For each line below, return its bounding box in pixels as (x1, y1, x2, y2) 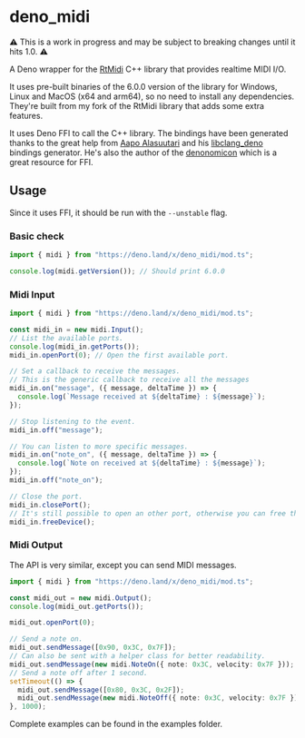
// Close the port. (9, 492, 84, 501)
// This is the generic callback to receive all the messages (9, 375, 250, 385)
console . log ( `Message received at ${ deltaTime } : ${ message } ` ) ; (17, 392, 266, 401)
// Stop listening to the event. (9, 417, 136, 426)
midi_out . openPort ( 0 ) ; (9, 618, 95, 627)
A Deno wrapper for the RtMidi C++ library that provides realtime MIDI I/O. (9, 64, 287, 74)
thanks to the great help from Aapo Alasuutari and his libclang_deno (9, 137, 263, 148)
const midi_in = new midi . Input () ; (9, 325, 144, 334)
